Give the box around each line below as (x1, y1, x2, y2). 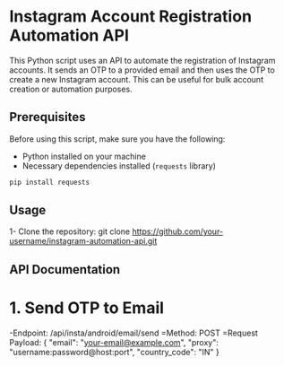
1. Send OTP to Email (9, 298, 164, 318)
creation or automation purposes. (9, 83, 133, 94)
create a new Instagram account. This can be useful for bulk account (9, 74, 264, 84)
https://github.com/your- (132, 226, 224, 237)
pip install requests (9, 178, 90, 187)
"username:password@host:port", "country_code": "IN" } (9, 346, 219, 357)
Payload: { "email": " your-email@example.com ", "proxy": (9, 336, 219, 347)
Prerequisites (9, 109, 86, 125)
